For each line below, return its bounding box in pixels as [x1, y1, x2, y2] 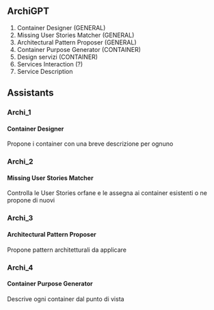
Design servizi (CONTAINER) [16, 53, 98, 61]
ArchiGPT [7, 5, 50, 17]
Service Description [16, 67, 73, 75]
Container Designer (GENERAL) [16, 23, 106, 31]
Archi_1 [7, 107, 31, 117]
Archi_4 [7, 263, 34, 272]
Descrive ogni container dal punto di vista [7, 294, 124, 303]
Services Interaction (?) [16, 60, 83, 68]
